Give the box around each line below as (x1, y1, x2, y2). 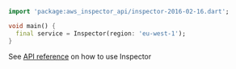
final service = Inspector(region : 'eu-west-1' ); (15, 29, 186, 38)
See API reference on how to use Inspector (8, 51, 152, 61)
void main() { (8, 22, 57, 30)
